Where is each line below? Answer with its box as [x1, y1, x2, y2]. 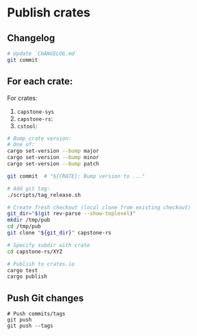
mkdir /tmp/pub [7, 217, 51, 224]
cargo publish [7, 273, 48, 280]
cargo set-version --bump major [7, 147, 99, 155]
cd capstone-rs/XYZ [7, 248, 63, 255]
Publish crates [7, 5, 91, 21]
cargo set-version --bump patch [7, 160, 99, 167]
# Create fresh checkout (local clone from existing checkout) [7, 204, 192, 211]
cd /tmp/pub [7, 223, 41, 230]
